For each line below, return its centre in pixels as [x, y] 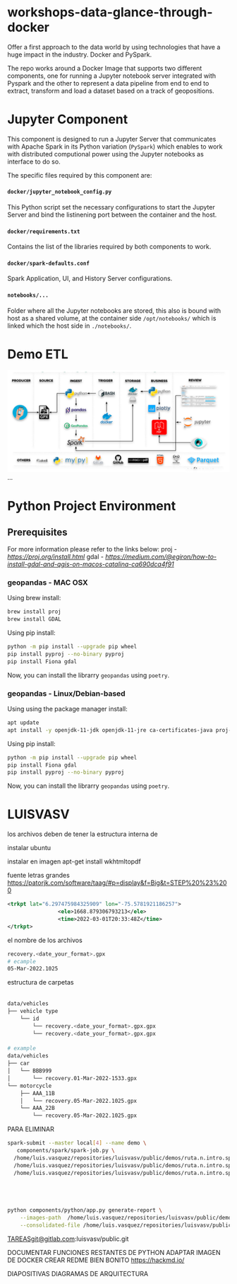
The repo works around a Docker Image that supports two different [105, 68]
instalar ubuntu [29, 848]
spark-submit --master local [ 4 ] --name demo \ [77, 1143]
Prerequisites [37, 532]
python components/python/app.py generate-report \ [85, 1210]
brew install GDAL [34, 619]
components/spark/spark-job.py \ [66, 1151]
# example [22, 1048]
